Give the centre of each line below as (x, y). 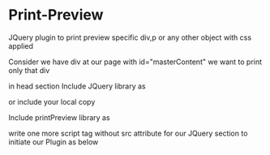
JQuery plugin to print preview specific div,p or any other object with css (130, 37)
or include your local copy (52, 101)
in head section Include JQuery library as (77, 86)
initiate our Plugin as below (54, 142)
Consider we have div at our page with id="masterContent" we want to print (135, 62)
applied (21, 45)
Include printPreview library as (60, 117)
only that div (29, 70)
